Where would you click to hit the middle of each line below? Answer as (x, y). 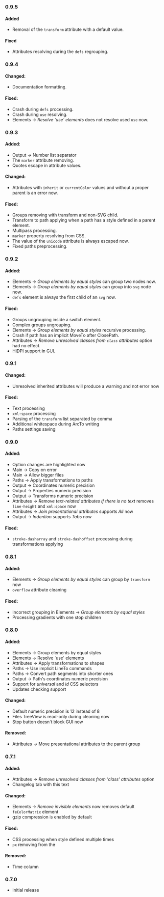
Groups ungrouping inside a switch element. (57, 319)
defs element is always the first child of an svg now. (64, 297)
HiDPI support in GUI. (34, 351)
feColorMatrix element (35, 812)
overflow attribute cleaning (39, 590)
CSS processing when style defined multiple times (63, 839)
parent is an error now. (35, 193)
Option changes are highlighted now (49, 464)
